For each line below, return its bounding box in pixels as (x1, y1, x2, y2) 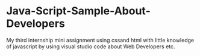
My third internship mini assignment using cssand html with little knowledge (6, 36, 195, 43)
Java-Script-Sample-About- (6, 4, 151, 18)
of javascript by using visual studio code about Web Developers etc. (6, 43, 176, 50)
